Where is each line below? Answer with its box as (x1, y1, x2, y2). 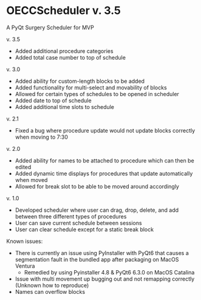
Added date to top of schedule (15, 97, 92, 104)
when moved (15, 176, 48, 183)
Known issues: (6, 237, 43, 245)
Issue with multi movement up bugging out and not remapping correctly (15, 275, 195, 282)
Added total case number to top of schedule (15, 54, 126, 61)
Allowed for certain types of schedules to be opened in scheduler (15, 90, 179, 97)
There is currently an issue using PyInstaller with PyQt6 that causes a (15, 249, 189, 256)
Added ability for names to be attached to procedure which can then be (15, 156, 194, 164)
